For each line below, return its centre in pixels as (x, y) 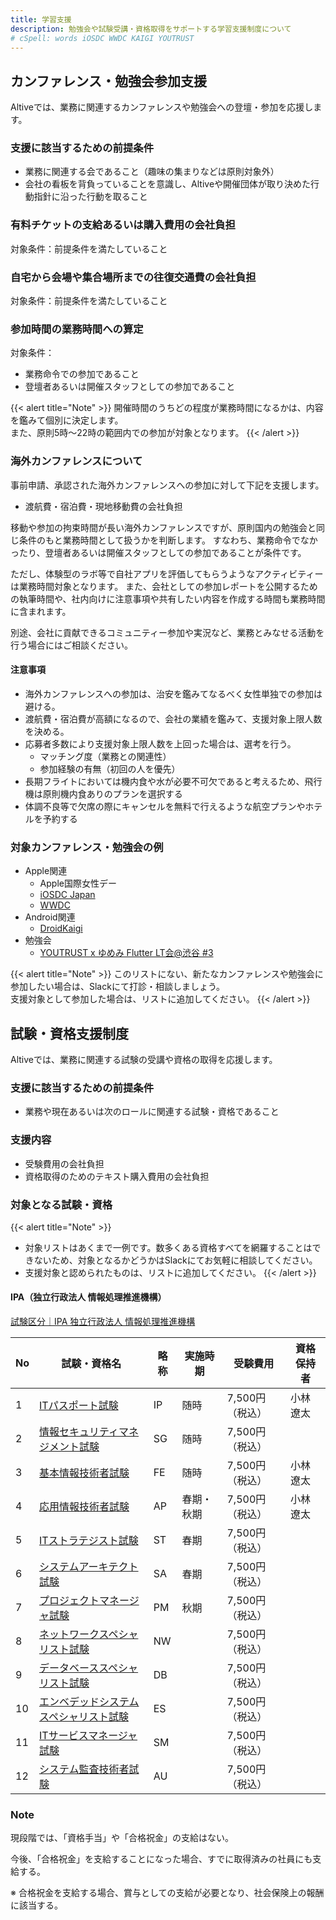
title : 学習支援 (41, 19)
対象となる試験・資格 (61, 1204)
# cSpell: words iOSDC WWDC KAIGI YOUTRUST (102, 38)
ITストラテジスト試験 (89, 1541)
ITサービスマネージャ (88, 1736)
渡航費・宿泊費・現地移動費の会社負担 (103, 506)
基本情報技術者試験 (84, 1473)
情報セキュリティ (79, 1432)
